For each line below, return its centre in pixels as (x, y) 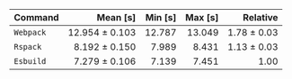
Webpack (30, 32)
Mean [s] (116, 17)
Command (37, 17)
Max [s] (202, 17)
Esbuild (30, 61)
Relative (260, 17)
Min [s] (161, 17)
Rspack (28, 47)
